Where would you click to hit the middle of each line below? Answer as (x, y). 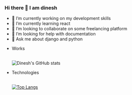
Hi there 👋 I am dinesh (31, 8)
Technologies (25, 73)
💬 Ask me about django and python (47, 39)
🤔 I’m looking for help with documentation (54, 34)
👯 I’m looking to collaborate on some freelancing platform (69, 29)
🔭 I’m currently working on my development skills (61, 19)
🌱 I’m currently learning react (41, 23)
